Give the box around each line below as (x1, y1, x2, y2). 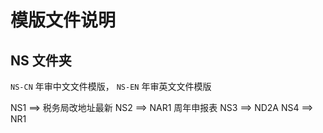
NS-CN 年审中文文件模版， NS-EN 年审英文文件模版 (10, 81, 212, 92)
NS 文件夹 (10, 52, 72, 69)
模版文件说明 (10, 9, 117, 32)
